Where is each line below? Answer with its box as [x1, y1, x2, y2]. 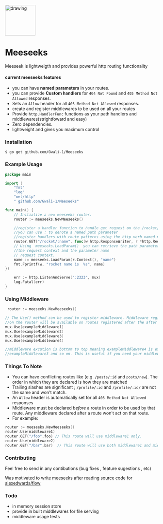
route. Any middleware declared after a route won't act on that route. [12, 410, 149, 416]
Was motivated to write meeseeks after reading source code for [5, 475, 132, 481]
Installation [5, 139, 33, 146]
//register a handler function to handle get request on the [14, 225, 140, 230]
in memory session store [12, 504, 62, 509]
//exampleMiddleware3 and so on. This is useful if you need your [5, 352, 142, 356]
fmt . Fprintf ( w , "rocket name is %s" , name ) [14, 262, 105, 267]
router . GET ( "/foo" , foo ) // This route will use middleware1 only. [5, 434, 142, 439]
